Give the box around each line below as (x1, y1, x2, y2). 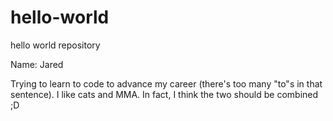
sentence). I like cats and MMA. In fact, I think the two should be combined (10, 88, 319, 100)
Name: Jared (10, 58, 64, 70)
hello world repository (10, 39, 101, 51)
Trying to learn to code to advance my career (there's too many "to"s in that (10, 77, 323, 90)
